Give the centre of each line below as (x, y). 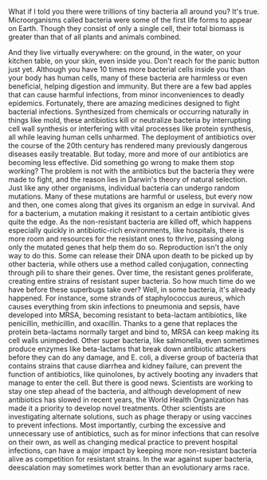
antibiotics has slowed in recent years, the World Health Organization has (129, 399)
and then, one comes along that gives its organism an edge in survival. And (132, 205)
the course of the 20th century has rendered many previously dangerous (128, 146)
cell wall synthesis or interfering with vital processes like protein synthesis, (131, 128)
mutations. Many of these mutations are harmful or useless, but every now (131, 196)
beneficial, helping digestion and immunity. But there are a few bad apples (130, 86)
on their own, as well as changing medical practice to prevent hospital (123, 442)
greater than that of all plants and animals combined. (95, 37)
